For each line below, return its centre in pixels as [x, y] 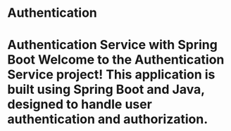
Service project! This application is [111, 75]
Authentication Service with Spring [113, 45]
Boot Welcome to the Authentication [116, 60]
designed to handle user [80, 105]
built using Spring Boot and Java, [106, 90]
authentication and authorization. [108, 119]
